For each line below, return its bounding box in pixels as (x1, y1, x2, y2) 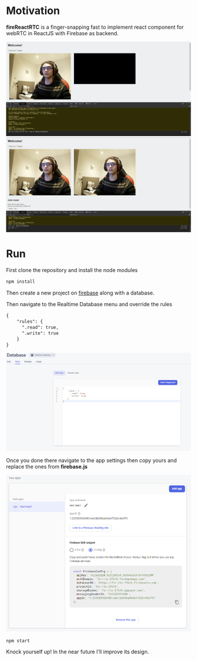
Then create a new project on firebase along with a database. (6, 289, 155, 296)
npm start (6, 638, 30, 644)
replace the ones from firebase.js (6, 463, 88, 470)
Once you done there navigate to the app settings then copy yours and (6, 456, 177, 464)
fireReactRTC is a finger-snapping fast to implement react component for (6, 23, 184, 30)
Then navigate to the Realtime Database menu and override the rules (6, 300, 172, 307)
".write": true (21, 330, 59, 336)
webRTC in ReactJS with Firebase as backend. (6, 29, 119, 36)
